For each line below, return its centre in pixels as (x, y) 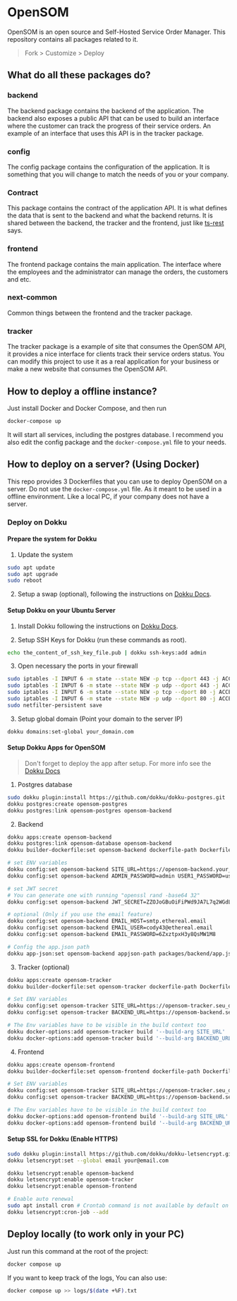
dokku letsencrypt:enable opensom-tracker (71, 1180)
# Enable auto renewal (41, 1199)
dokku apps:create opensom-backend (60, 837)
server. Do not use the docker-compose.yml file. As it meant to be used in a (115, 488)
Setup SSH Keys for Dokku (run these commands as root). (102, 640)
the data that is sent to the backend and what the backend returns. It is (110, 215)
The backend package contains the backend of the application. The (106, 111)
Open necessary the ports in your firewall (78, 666)
